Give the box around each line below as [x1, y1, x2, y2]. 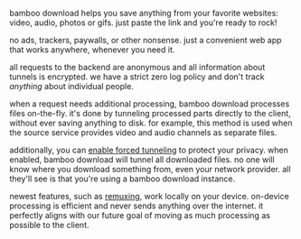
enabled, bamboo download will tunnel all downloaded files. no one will [9, 154, 275, 165]
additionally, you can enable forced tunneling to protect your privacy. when [9, 144, 289, 155]
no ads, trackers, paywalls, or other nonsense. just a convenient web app [9, 35, 282, 45]
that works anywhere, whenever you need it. [9, 44, 175, 55]
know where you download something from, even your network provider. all [9, 164, 291, 174]
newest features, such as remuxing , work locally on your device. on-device [9, 191, 289, 201]
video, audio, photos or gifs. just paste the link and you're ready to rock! [9, 17, 277, 28]
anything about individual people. [9, 81, 134, 91]
